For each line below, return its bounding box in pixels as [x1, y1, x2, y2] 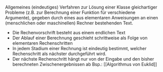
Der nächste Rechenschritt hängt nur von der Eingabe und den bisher [12, 56, 155, 62]
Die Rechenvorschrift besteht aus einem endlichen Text [12, 30, 125, 35]
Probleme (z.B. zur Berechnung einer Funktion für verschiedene [5, 9, 136, 15]
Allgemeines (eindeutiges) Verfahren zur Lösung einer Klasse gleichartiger [5, 4, 158, 10]
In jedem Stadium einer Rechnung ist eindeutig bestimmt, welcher [12, 46, 147, 51]
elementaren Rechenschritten [12, 40, 73, 46]
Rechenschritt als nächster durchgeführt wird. [12, 51, 107, 57]
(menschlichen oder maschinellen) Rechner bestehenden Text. [5, 20, 133, 26]
